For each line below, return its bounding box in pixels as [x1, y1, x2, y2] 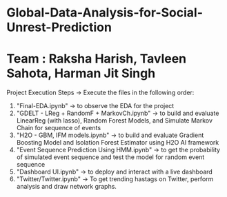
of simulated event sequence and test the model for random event [16, 153, 205, 161]
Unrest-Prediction [6, 19, 112, 35]
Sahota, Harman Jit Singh [6, 65, 156, 81]
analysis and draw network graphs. [16, 183, 117, 191]
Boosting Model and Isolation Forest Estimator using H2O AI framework [16, 138, 219, 147]
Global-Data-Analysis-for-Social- [6, 5, 203, 21]
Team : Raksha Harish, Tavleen [6, 51, 187, 67]
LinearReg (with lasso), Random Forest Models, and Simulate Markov [16, 116, 213, 125]
